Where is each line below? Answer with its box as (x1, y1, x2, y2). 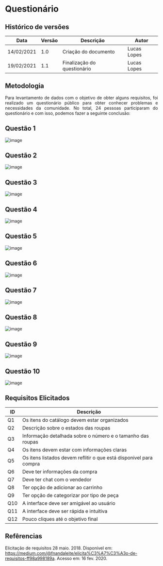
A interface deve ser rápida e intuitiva (22, 508, 108, 515)
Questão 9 (5, 340, 37, 348)
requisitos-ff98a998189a (5, 555, 55, 561)
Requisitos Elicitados (5, 394, 70, 402)
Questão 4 (5, 205, 37, 213)
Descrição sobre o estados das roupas (22, 424, 111, 431)
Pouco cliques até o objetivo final (22, 515, 98, 522)
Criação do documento (62, 49, 115, 55)
